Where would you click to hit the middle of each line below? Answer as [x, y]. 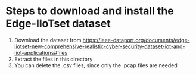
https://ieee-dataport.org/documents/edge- [136, 40]
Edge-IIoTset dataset [58, 24]
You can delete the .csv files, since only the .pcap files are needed [96, 65]
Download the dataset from [48, 40]
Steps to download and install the [90, 11]
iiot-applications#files [41, 52]
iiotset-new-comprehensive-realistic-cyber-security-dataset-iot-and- [99, 46]
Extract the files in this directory [53, 59]
